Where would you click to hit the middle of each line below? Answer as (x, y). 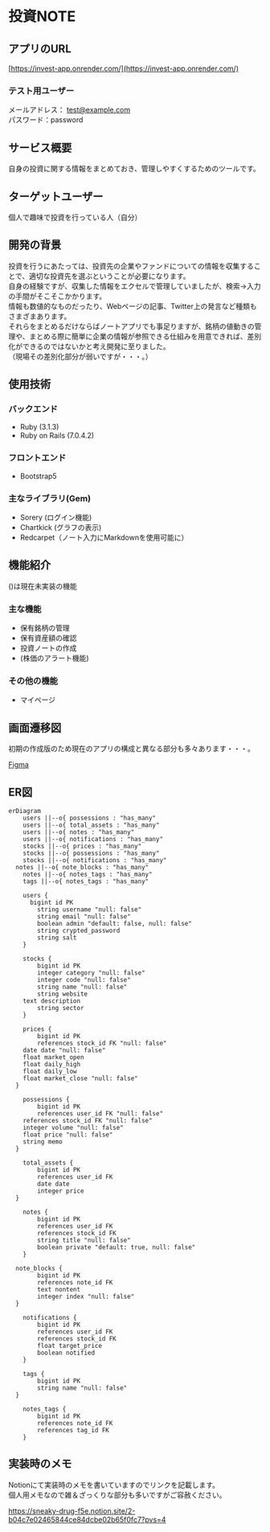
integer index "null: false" (86, 1297)
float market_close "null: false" (80, 1078)
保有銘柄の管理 (45, 628)
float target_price (70, 1346)
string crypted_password (79, 931)
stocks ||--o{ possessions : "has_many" (91, 853)
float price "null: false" (68, 1135)
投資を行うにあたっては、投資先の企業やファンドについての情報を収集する (131, 265)
